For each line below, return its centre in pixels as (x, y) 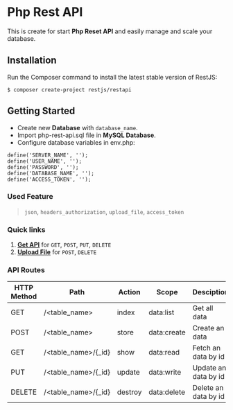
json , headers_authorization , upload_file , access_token (104, 211)
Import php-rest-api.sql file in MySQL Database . (86, 135)
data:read (164, 353)
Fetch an (206, 348)
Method (24, 296)
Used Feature (30, 197)
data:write (165, 373)
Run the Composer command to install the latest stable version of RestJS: (112, 77)
